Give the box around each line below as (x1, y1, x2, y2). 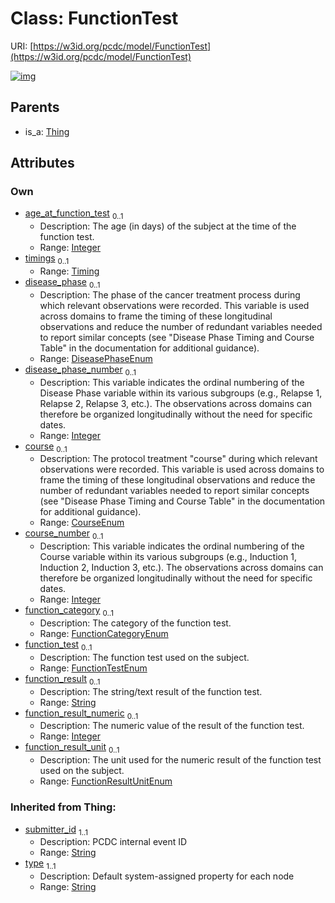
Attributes (10, 155, 75, 172)
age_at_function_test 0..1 (24, 207, 124, 222)
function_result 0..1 (24, 672, 101, 687)
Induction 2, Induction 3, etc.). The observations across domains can (39, 562, 324, 574)
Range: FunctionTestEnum (39, 662, 148, 674)
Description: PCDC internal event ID (39, 836, 188, 848)
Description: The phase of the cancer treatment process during (39, 288, 301, 301)
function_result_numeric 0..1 (24, 707, 139, 721)
